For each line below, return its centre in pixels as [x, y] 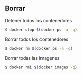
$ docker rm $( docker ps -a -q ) [39, 48]
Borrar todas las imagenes [32, 58]
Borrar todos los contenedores [37, 39]
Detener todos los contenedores [38, 20]
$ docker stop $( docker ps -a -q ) [41, 30]
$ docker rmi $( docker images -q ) [41, 67]
